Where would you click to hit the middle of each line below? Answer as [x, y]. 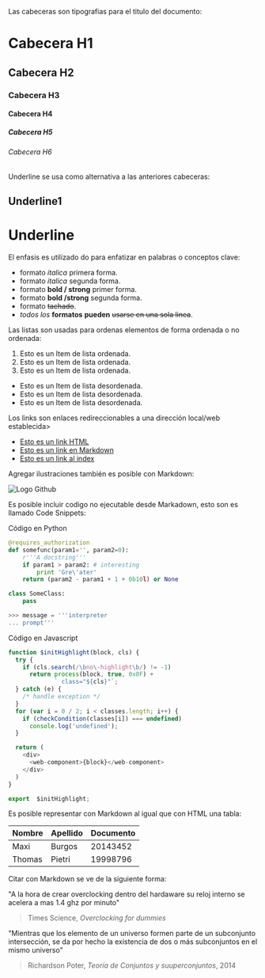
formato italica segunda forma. [70, 281]
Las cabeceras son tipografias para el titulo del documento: [105, 11]
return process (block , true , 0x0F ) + [91, 675]
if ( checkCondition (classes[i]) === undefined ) [102, 718]
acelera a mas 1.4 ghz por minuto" [64, 903]
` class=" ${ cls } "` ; [86, 682]
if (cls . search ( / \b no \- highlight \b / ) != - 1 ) [97, 667]
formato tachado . [48, 306]
